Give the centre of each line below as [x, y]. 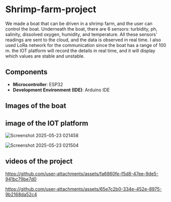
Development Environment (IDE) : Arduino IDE [61, 90]
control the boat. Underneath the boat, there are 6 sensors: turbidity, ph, [81, 29]
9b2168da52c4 [21, 194]
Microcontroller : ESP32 [38, 84]
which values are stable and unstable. [45, 56]
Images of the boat [36, 106]
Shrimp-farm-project [51, 9]
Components [26, 72]
